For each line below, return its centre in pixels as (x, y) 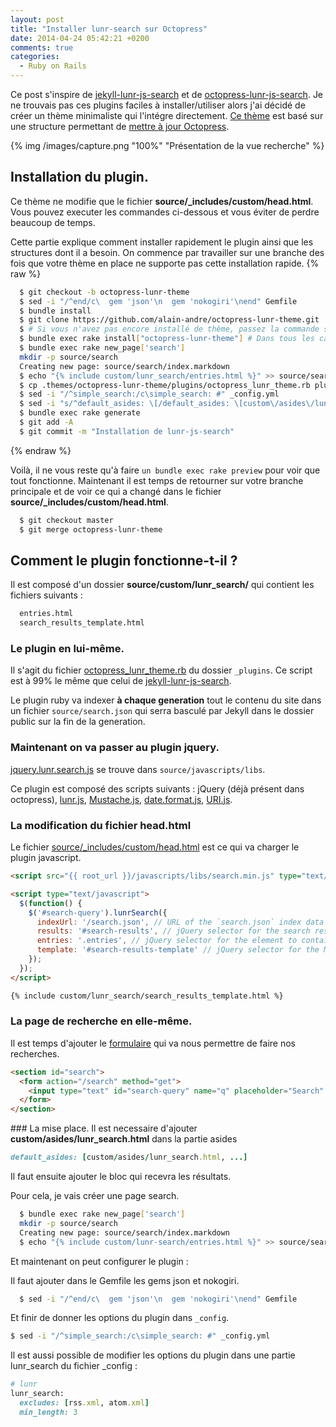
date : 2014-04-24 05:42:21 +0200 (80, 38)
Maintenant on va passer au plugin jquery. (115, 748)
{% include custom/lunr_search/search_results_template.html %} (147, 996)
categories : (35, 57)
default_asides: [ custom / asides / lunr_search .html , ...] (129, 1157)
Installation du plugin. (79, 177)
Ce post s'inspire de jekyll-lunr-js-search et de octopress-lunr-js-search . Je (167, 94)
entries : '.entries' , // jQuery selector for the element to (167, 941)
